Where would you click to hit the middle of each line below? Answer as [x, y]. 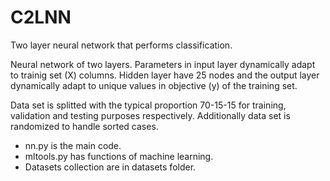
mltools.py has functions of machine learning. [119, 156]
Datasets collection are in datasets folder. [110, 167]
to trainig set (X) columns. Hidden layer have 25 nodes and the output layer [165, 75]
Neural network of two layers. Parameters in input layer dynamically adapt [163, 64]
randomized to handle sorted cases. [84, 126]
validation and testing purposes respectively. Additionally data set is [150, 115]
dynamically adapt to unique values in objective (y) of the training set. [154, 85]
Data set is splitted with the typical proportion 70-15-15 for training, [148, 105]
